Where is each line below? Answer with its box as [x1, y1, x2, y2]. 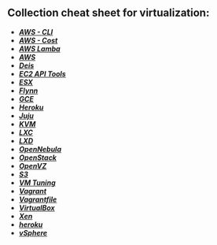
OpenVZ [18, 161, 47, 170]
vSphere [18, 228, 48, 237]
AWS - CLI [18, 27, 53, 36]
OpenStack [18, 153, 57, 162]
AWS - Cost [18, 35, 58, 45]
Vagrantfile [18, 195, 57, 204]
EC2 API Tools [18, 69, 66, 78]
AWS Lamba [18, 43, 61, 54]
